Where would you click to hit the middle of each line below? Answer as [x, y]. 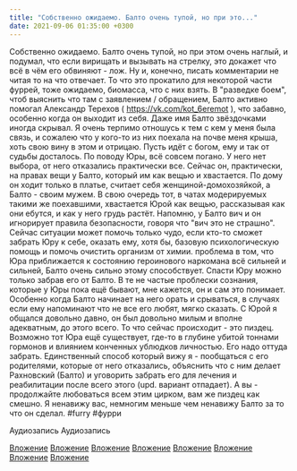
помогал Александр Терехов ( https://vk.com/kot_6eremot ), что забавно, [148, 108]
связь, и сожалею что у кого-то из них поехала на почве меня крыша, [144, 137]
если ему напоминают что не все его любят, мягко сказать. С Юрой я [143, 308]
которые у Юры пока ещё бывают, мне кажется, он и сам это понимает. [148, 289]
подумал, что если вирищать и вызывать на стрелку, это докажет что [143, 61]
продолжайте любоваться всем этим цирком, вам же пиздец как [135, 394]
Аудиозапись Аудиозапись [60, 430]
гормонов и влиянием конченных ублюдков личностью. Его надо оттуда [148, 347]
